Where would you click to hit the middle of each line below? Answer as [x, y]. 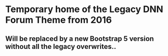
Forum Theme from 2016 [59, 20]
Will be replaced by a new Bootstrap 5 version [80, 39]
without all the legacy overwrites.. [61, 46]
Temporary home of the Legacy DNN [84, 9]
